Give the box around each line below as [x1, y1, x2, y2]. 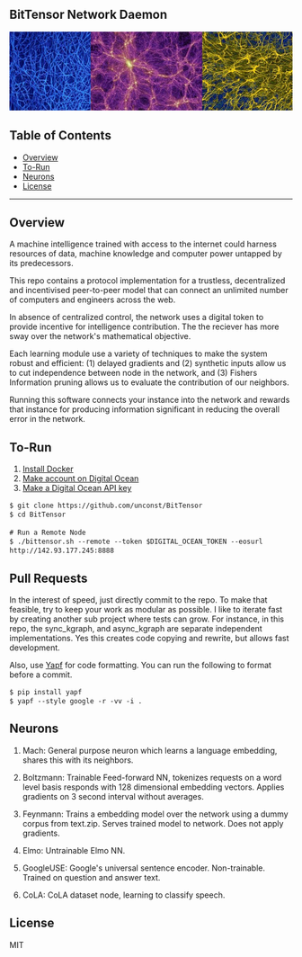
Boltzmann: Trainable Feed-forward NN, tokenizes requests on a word [22, 772, 282, 783]
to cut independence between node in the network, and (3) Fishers [9, 368, 258, 379]
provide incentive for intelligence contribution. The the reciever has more [9, 321, 280, 332]
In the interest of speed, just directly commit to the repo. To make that [9, 595, 268, 605]
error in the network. [9, 414, 85, 425]
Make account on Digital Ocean [22, 473, 139, 484]
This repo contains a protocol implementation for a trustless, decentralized [9, 275, 286, 286]
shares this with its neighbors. [22, 755, 134, 765]
